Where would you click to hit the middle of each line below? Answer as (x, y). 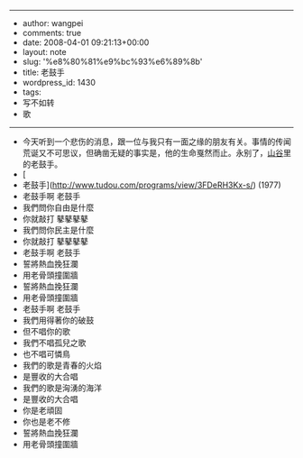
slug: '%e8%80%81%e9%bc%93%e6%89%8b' (112, 61)
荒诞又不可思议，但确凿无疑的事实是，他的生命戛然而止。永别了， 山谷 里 (156, 153)
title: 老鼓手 (43, 72)
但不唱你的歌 (46, 331)
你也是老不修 (46, 421)
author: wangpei (53, 23)
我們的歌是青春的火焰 (62, 365)
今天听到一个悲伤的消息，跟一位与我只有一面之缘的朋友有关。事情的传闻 (156, 142)
